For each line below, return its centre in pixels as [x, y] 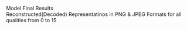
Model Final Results [30, 8]
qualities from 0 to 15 [31, 20]
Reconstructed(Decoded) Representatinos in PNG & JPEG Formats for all [94, 14]
